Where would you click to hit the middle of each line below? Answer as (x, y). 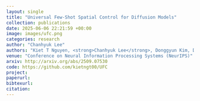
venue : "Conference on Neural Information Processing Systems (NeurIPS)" (100, 56)
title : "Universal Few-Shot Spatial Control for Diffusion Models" (92, 17)
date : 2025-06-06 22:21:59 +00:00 (49, 28)
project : (17, 72)
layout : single (25, 12)
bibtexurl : (20, 84)
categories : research (33, 39)
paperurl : (18, 78)
